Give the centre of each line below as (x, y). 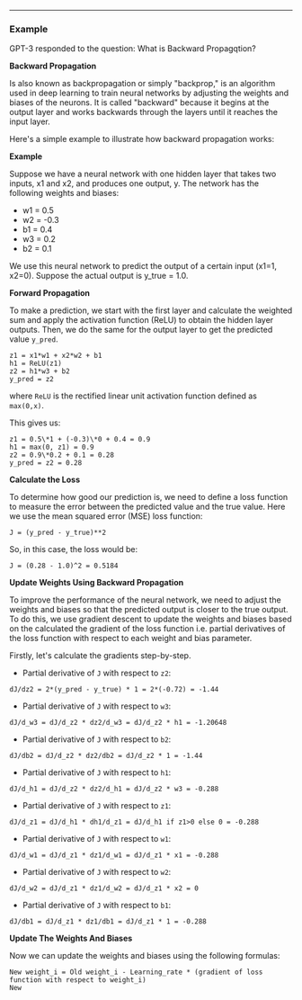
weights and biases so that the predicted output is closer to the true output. (149, 610)
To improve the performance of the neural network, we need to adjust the (145, 600)
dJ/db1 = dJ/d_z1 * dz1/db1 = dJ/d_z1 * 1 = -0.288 (108, 922)
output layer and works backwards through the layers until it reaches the (144, 112)
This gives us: (35, 423)
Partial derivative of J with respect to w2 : (97, 872)
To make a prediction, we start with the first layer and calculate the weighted (151, 310)
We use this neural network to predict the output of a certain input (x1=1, (143, 266)
